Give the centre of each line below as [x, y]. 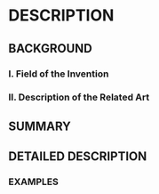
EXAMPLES [33, 182]
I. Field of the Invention [59, 74]
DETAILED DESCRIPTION [78, 157]
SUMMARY [40, 126]
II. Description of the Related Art [79, 97]
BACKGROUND [50, 48]
